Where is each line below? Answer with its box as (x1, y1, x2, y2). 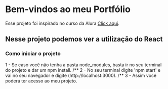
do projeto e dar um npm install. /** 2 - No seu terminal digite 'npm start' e (5, 67, 161, 73)
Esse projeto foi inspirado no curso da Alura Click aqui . (5, 20, 120, 26)
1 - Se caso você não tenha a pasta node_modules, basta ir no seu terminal (5, 62, 162, 68)
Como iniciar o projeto (5, 50, 61, 57)
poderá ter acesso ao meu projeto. (5, 77, 77, 84)
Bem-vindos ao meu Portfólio (5, 4, 131, 15)
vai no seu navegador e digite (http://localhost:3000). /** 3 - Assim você (5, 72, 157, 78)
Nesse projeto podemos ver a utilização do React (5, 35, 163, 43)
